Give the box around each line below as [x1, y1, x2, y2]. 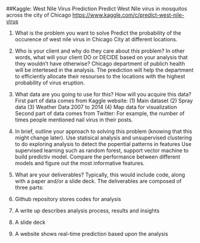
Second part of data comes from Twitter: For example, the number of [14, 110, 185, 117]
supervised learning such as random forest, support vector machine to [14, 147, 189, 154]
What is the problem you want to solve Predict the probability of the [14, 29, 181, 37]
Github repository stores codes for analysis [14, 196, 121, 202]
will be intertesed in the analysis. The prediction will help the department [14, 66, 194, 74]
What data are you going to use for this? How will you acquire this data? [14, 91, 192, 98]
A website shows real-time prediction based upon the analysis [14, 230, 168, 237]
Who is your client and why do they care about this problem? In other [14, 47, 185, 54]
